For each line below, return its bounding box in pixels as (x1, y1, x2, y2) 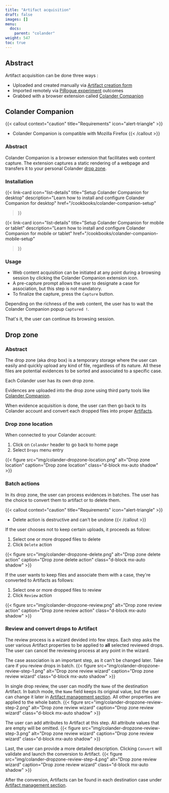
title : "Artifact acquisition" (5, 7, 71, 13)
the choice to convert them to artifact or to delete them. (5, 497, 121, 503)
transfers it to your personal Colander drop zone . (5, 165, 107, 172)
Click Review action (12, 592, 52, 598)
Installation (5, 178, 34, 185)
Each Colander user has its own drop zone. (5, 377, 95, 383)
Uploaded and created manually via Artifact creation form (12, 82, 133, 88)
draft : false (5, 12, 33, 17)
